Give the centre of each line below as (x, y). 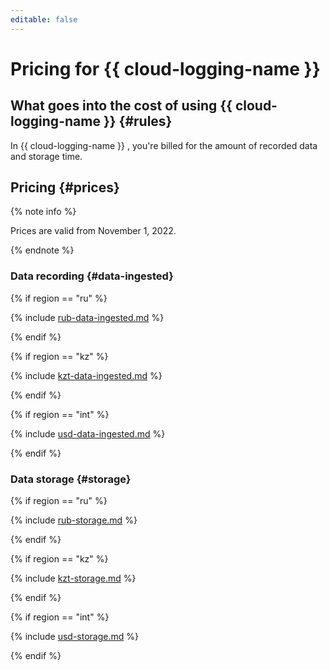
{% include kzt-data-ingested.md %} (86, 375)
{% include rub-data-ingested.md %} (87, 317)
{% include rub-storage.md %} (74, 520)
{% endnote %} (42, 250)
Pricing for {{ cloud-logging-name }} (165, 68)
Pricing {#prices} (65, 187)
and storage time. (46, 156)
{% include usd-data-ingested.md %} (88, 433)
